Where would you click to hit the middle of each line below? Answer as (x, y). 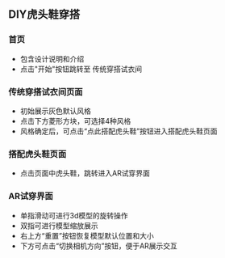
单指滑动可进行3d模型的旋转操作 (74, 215)
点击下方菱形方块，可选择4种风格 (75, 121)
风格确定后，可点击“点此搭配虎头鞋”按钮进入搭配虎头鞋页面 (119, 131)
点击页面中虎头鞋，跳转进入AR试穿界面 (85, 173)
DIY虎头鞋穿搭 (44, 15)
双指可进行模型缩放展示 (59, 226)
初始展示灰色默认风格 (55, 111)
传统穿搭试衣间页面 (46, 91)
